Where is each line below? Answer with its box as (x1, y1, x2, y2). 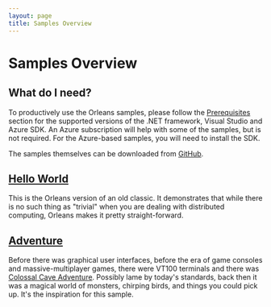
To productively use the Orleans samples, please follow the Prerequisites (8, 107, 251, 117)
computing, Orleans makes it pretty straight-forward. (8, 210, 184, 220)
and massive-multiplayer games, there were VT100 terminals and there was (8, 263, 260, 274)
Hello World (8, 172, 69, 185)
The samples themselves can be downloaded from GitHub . (8, 148, 204, 158)
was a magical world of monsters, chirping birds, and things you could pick (8, 281, 258, 291)
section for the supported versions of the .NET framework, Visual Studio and (8, 116, 263, 126)
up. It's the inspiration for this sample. (8, 289, 135, 299)
